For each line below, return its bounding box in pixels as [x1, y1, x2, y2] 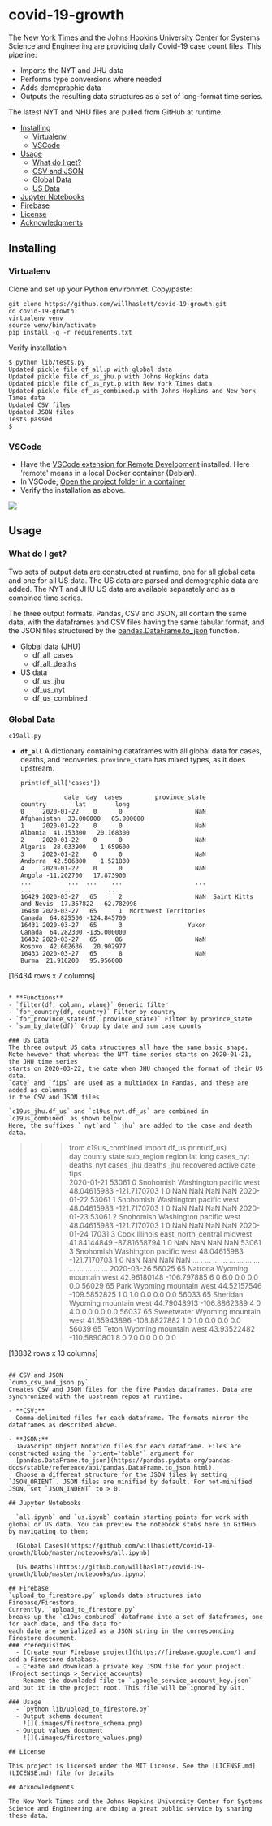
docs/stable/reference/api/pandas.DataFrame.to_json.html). [8, 1463, 217, 1471]
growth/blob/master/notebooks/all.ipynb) [8, 1548, 151, 1556]
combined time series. [8, 593, 83, 602]
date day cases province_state [63, 793, 206, 801]
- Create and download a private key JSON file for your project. [15, 1662, 245, 1670]
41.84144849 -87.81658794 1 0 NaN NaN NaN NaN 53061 [68, 1237, 261, 1247]
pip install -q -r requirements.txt [8, 328, 132, 336]
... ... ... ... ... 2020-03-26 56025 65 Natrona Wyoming [68, 1263, 248, 1273]
